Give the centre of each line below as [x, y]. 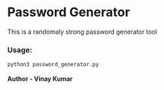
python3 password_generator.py [53, 65]
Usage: [20, 50]
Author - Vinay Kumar [40, 79]
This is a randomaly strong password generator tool [82, 32]
